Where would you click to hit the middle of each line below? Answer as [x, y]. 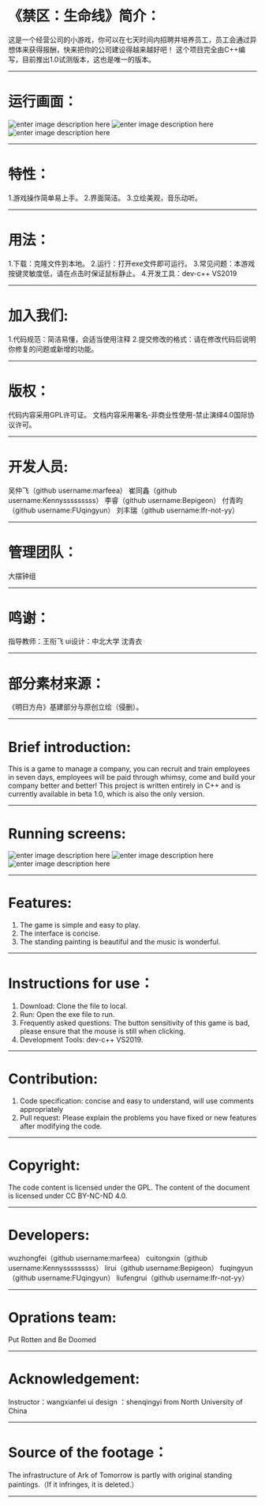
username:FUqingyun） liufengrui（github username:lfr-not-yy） [143, 1277]
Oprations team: [62, 1318]
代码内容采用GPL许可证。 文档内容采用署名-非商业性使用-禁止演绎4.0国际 [128, 414]
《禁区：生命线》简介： [84, 16]
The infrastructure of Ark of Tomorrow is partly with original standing [120, 1475]
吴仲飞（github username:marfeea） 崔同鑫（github [93, 490]
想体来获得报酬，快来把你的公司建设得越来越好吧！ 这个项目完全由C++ [123, 49]
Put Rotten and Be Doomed [52, 1339]
